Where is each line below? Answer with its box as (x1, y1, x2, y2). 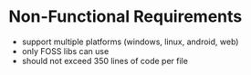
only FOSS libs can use (21, 45, 110, 56)
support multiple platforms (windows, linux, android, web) (21, 36, 239, 47)
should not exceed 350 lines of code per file (21, 55, 189, 66)
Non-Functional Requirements (8, 6, 243, 27)
